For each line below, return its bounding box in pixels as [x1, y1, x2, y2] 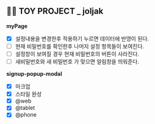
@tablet [15, 104, 35, 112]
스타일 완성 [15, 90, 42, 98]
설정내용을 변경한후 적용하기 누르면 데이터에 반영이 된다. [15, 35, 150, 42]
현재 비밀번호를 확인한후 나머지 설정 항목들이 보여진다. [15, 42, 145, 49]
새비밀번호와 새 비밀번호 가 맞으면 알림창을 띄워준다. [15, 58, 139, 65]
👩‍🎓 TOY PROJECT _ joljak [6, 6, 104, 16]
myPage [6, 22, 28, 29]
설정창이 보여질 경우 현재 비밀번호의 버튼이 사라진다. [15, 50, 139, 57]
